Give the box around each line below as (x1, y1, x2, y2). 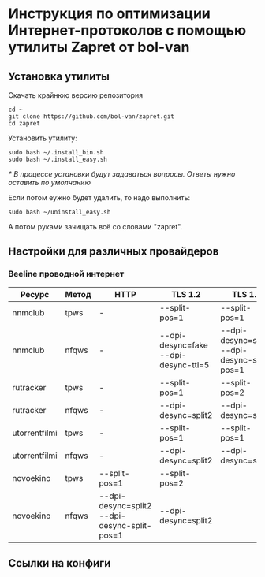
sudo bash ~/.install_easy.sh (8, 155, 108, 163)
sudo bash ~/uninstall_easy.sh (8, 208, 111, 216)
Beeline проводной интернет (8, 269, 125, 280)
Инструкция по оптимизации (8, 5, 211, 23)
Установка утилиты (8, 69, 110, 83)
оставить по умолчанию (8, 178, 91, 187)
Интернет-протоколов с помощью (8, 21, 247, 39)
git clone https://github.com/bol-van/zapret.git (8, 113, 175, 121)
